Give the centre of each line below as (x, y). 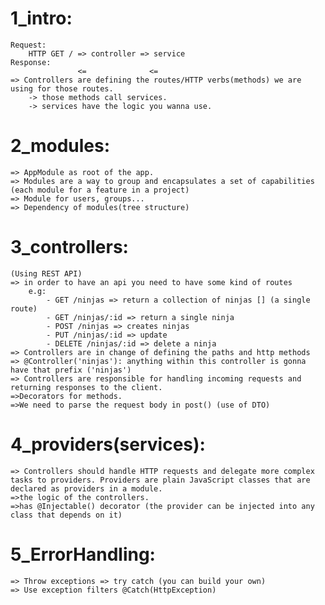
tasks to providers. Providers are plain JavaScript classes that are (160, 480)
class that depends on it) (66, 515)
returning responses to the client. (86, 387)
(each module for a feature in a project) (100, 190)
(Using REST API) (46, 273)
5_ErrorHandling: (83, 554)
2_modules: (60, 146)
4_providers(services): (108, 444)
